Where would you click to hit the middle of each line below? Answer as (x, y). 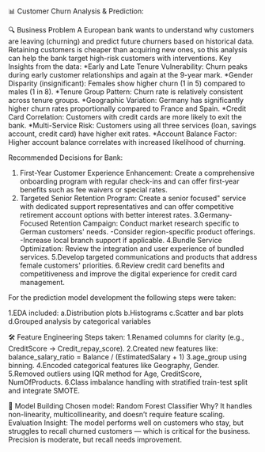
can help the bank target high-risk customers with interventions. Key (120, 58)
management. (42, 282)
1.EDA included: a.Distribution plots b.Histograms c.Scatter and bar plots (126, 313)
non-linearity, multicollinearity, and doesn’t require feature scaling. (117, 414)
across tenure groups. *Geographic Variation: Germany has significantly (126, 100)
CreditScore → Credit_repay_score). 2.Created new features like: (113, 348)
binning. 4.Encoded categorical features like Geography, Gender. (114, 365)
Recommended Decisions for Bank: (66, 158)
